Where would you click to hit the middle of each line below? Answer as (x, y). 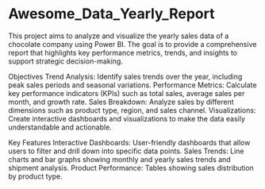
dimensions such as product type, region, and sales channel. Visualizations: (132, 110)
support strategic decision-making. (65, 61)
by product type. (35, 176)
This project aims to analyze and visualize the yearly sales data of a (119, 36)
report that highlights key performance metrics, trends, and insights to (123, 52)
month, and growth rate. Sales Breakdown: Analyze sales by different (121, 102)
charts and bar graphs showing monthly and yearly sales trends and (120, 159)
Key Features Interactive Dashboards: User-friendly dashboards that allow (129, 142)
